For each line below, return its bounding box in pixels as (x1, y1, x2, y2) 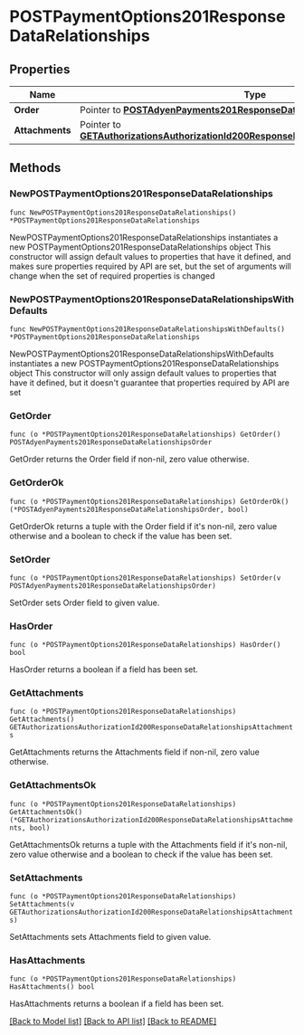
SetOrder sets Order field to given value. (9, 597, 160, 608)
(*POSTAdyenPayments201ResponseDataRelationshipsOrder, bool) (9, 505, 249, 514)
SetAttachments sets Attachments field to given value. (9, 932, 212, 943)
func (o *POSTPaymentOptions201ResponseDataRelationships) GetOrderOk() (9, 497, 290, 506)
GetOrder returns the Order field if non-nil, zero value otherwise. (9, 454, 250, 465)
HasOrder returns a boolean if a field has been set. (9, 664, 199, 675)
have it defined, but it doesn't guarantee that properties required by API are (9, 377, 290, 388)
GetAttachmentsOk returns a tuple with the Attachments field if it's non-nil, (9, 839, 288, 850)
